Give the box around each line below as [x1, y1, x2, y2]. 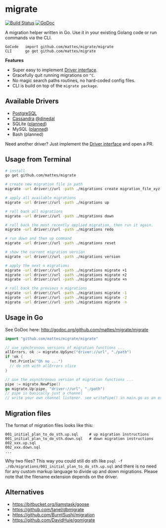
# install [5, 168, 26, 173]
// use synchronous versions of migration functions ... [5, 345, 125, 350]
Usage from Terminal [5, 155, 71, 164]
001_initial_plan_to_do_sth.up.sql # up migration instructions [5, 432, 149, 437]
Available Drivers [5, 97, 59, 106]
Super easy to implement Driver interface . [12, 67, 98, 73]
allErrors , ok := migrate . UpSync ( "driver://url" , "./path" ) [5, 350, 132, 355]
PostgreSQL [12, 110, 37, 116]
